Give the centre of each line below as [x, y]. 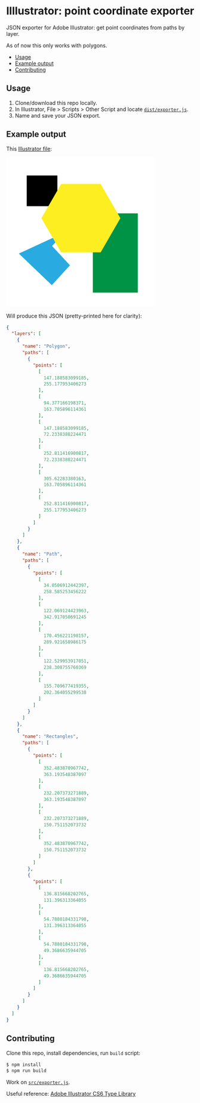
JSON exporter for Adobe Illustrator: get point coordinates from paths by [96, 27]
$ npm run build [26, 1071]
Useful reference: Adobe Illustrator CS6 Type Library [71, 1094]
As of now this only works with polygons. [57, 45]
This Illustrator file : [29, 149]
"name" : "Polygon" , [46, 346]
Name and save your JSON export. [58, 115]
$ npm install [24, 1065]
